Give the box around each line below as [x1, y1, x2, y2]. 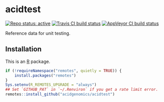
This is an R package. [5, 58, 50, 64]
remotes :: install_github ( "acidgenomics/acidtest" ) [5, 92, 115, 97]
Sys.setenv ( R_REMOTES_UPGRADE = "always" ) [5, 82, 97, 87]
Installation [5, 45, 42, 54]
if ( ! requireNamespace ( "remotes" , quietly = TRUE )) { [5, 68, 122, 73]
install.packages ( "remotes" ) [14, 73, 76, 78]
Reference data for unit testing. [5, 30, 71, 36]
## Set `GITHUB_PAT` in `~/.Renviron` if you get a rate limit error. [5, 87, 158, 92]
